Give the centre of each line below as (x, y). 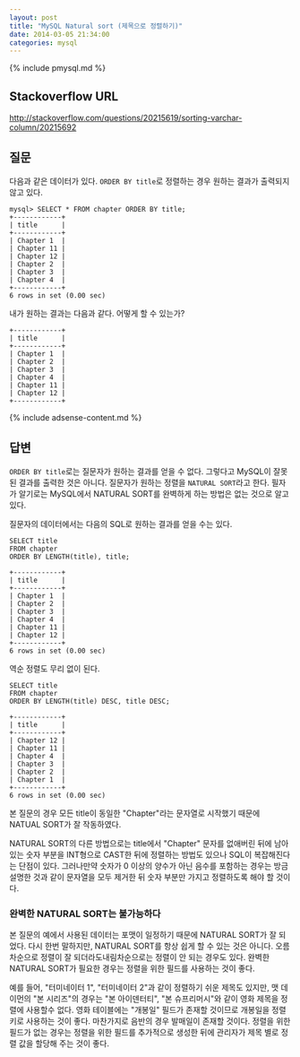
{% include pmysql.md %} (58, 68)
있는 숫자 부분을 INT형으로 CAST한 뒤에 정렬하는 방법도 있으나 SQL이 (131, 854)
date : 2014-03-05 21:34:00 (60, 34)
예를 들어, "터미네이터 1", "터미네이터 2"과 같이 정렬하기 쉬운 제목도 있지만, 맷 (144, 987)
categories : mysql (43, 43)
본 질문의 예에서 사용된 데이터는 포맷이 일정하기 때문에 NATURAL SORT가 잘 (143, 934)
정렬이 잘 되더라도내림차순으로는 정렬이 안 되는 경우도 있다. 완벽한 (155, 957)
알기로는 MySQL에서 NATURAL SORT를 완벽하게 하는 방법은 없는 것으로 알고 (154, 493)
